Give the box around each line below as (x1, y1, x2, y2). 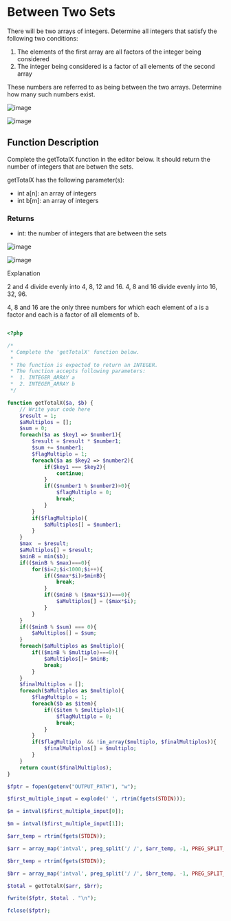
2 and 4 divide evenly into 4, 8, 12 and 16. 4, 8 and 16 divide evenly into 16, (7, 283, 218, 291)
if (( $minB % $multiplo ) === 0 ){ (32, 649, 118, 656)
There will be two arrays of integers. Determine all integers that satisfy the (7, 27, 218, 35)
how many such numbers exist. (7, 90, 96, 98)
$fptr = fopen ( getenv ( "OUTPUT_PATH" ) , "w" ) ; (7, 783, 137, 790)
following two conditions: (7, 34, 78, 42)
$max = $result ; (19, 540, 69, 547)
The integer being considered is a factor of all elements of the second (16, 62, 215, 70)
